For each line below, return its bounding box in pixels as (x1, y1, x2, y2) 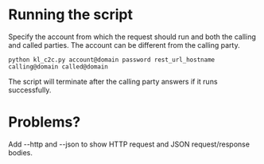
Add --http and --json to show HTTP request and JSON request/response (8, 139, 250, 149)
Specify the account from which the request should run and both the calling (8, 32, 256, 41)
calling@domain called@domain (8, 62, 109, 71)
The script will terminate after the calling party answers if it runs (8, 76, 218, 86)
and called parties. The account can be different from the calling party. (8, 40, 240, 49)
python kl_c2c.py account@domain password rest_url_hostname (8, 56, 215, 64)
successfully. (8, 85, 52, 95)
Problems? (8, 113, 81, 131)
